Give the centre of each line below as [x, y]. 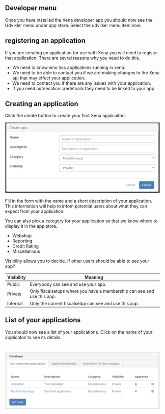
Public [14, 284]
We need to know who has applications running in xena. [69, 67]
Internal [15, 303]
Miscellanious [26, 251]
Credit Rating [26, 246]
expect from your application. [35, 211]
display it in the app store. [31, 226]
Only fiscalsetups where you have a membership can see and [92, 291]
